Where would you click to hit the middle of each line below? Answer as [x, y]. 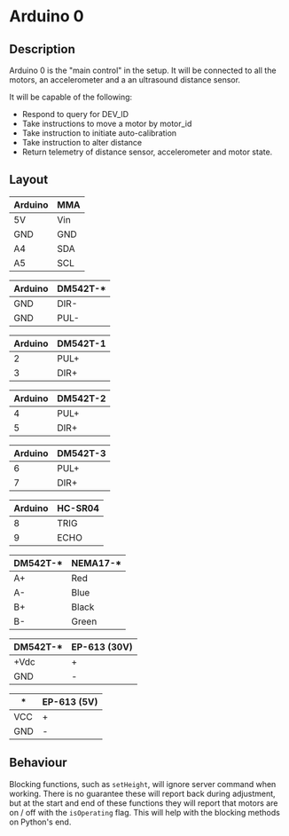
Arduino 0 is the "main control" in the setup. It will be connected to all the [143, 70]
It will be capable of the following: [71, 97]
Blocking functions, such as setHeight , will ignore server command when [143, 784]
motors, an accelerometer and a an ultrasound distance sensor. [125, 80]
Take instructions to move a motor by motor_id [107, 123]
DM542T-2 [82, 398]
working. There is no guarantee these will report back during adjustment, [143, 793]
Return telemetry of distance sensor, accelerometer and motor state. [147, 152]
